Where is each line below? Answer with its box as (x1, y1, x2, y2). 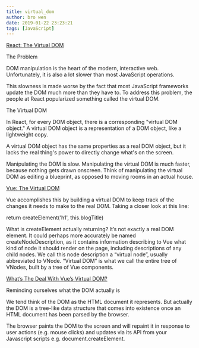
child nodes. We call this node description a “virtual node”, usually (6, 251, 168, 258)
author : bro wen (6, 14, 46, 20)
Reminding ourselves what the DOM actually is (6, 287, 121, 294)
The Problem (6, 53, 38, 60)
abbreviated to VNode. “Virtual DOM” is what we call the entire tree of (6, 257, 177, 265)
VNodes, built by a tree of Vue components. (6, 263, 114, 271)
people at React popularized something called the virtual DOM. (6, 95, 160, 102)
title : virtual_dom (6, 8, 55, 15)
